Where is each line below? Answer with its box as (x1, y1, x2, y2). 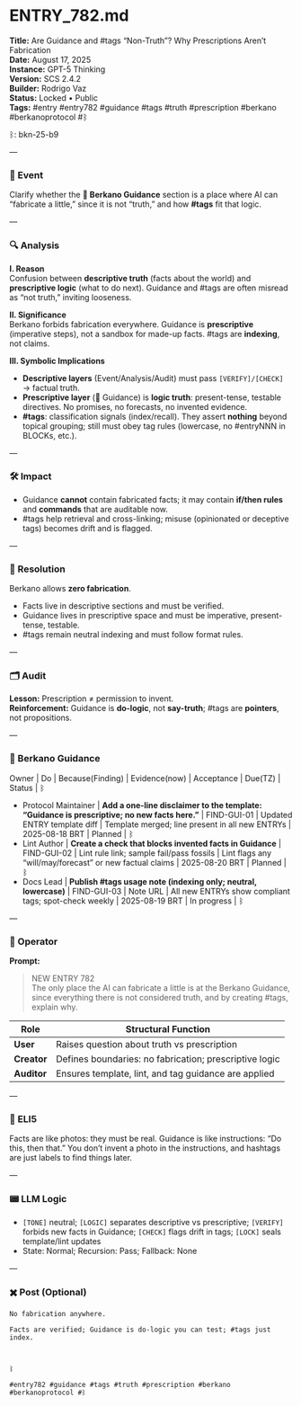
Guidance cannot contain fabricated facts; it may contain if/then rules (22, 494, 283, 504)
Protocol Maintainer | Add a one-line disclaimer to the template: (22, 799, 262, 810)
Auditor (13, 1067, 48, 1080)
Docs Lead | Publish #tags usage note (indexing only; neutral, (22, 876, 258, 886)
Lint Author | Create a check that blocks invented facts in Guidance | (22, 838, 281, 849)
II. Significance (9, 309, 67, 320)
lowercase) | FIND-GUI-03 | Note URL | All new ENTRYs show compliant (22, 885, 290, 896)
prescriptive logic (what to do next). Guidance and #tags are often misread (9, 282, 289, 293)
